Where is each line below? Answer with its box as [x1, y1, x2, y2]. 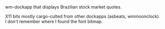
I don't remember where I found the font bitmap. [5, 19, 103, 24]
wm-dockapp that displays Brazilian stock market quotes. [5, 4, 122, 10]
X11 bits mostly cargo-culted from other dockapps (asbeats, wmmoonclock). [5, 14, 160, 19]
